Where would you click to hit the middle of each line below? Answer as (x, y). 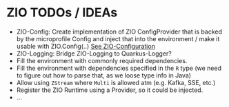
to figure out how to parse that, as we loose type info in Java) (103, 75)
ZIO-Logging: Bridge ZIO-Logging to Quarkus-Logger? (94, 53)
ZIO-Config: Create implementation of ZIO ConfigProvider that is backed (119, 32)
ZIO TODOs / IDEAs (62, 13)
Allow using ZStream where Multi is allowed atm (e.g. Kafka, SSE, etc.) (116, 82)
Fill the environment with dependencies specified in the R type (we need (119, 68)
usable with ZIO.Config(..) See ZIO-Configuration (86, 46)
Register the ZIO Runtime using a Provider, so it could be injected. (110, 90)
